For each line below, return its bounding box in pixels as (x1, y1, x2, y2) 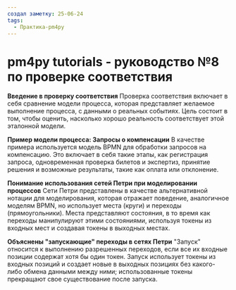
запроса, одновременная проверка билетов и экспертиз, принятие (7, 158, 211, 166)
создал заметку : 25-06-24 (7, 10, 83, 18)
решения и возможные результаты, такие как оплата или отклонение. (7, 165, 219, 174)
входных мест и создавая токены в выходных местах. (7, 224, 170, 232)
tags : (7, 17, 23, 24)
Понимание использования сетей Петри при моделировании (7, 179, 197, 187)
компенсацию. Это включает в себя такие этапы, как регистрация (7, 151, 209, 159)
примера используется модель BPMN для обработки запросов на (7, 143, 206, 151)
